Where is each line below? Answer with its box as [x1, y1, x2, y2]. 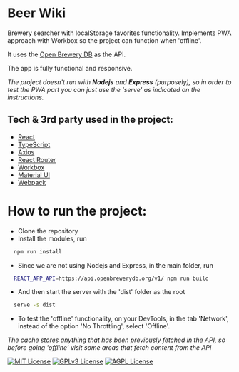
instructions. [7, 93, 44, 101]
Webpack [17, 178, 46, 186]
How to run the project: [7, 203, 147, 219]
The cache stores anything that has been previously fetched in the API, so [7, 336, 226, 344]
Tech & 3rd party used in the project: [7, 114, 173, 126]
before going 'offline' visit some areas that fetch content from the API [7, 343, 212, 352]
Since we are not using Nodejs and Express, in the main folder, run [17, 261, 214, 269]
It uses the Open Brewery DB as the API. [7, 50, 126, 59]
